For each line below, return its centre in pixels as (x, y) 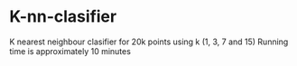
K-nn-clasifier (63, 17)
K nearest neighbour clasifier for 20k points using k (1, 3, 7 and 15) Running (149, 42)
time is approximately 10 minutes (70, 51)
